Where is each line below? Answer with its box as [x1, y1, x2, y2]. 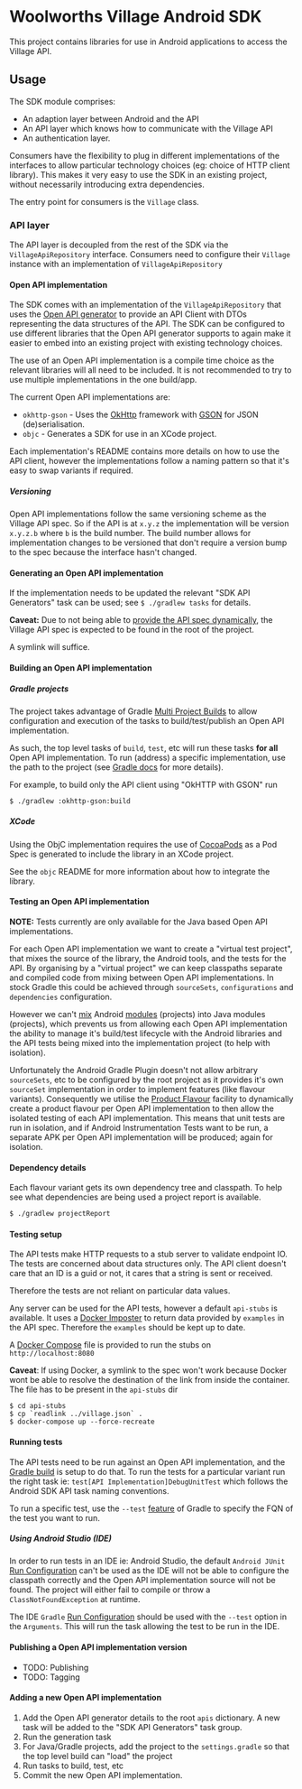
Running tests [9, 1436, 63, 1447]
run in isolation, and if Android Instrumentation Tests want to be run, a [9, 1122, 269, 1134]
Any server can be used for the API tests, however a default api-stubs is [9, 1302, 278, 1314]
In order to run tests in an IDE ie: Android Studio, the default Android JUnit [9, 1555, 286, 1567]
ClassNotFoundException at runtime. [9, 1594, 142, 1605]
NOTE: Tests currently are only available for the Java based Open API [9, 916, 269, 927]
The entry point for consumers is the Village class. [9, 196, 200, 207]
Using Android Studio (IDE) [9, 1533, 113, 1544]
